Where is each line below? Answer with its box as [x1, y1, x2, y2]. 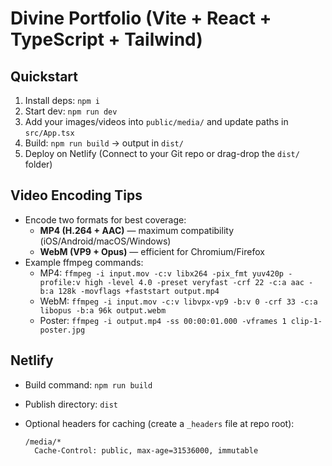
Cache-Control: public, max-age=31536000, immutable [34, 445, 259, 456]
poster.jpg [39, 325, 86, 335]
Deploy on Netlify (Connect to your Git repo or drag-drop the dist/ [24, 148, 300, 159]
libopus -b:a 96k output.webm [39, 305, 167, 316]
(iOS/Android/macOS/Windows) [39, 235, 172, 247]
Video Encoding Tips [10, 187, 143, 204]
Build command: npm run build [24, 378, 153, 391]
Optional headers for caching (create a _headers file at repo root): [24, 417, 295, 429]
